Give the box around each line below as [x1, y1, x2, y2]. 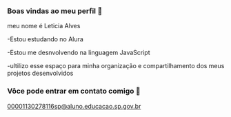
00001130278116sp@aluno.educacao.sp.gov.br [7, 102, 141, 110]
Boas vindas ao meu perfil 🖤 [7, 6, 103, 16]
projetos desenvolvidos [7, 69, 74, 78]
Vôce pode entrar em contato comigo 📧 [7, 86, 141, 96]
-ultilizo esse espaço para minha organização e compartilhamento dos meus [7, 62, 225, 70]
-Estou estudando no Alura [7, 35, 84, 43]
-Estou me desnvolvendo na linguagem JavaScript [7, 48, 150, 57]
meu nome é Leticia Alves [7, 22, 81, 30]
